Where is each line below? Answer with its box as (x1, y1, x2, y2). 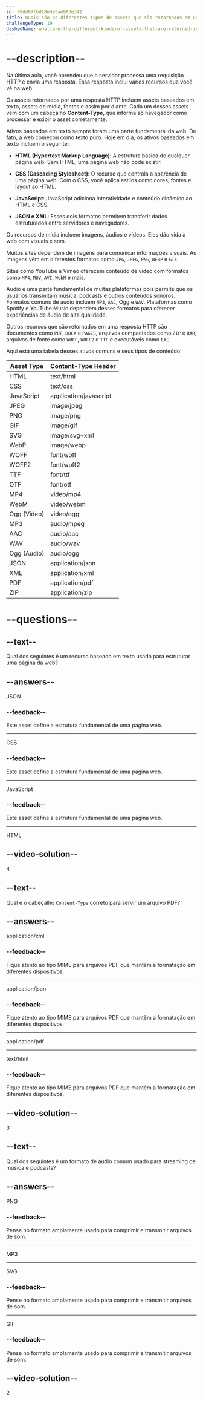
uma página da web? (6, 659, 59, 666)
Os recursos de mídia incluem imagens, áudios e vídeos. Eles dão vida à (6, 231, 186, 238)
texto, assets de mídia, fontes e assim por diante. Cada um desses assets (6, 103, 189, 110)
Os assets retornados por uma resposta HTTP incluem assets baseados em (6, 96, 195, 103)
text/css (50, 382, 74, 390)
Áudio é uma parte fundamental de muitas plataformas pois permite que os (6, 286, 193, 293)
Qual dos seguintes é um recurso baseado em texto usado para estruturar (6, 653, 190, 660)
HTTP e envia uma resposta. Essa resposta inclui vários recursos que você (6, 78, 193, 85)
